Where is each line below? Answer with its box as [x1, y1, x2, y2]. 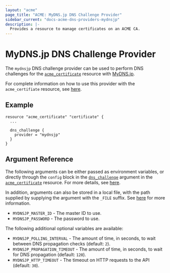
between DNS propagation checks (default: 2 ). [12, 240, 111, 246]
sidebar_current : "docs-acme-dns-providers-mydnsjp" [5, 17, 120, 22]
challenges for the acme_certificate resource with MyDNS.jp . [5, 71, 135, 77]
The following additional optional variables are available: [5, 225, 124, 231]
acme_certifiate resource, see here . [5, 86, 82, 92]
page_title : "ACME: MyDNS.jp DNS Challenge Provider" [5, 12, 123, 17]
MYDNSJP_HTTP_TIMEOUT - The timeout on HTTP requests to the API [12, 257, 150, 263]
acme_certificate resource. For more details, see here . [5, 179, 121, 185]
